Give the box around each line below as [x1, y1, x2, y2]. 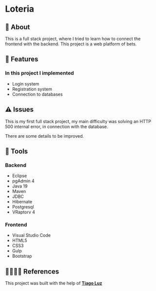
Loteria [5, 3, 35, 15]
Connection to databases [12, 91, 63, 97]
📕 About [5, 23, 30, 31]
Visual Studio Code [12, 232, 51, 238]
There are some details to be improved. [5, 133, 84, 139]
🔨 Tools [5, 147, 28, 155]
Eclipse [12, 173, 27, 179]
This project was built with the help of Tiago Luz [5, 280, 102, 286]
